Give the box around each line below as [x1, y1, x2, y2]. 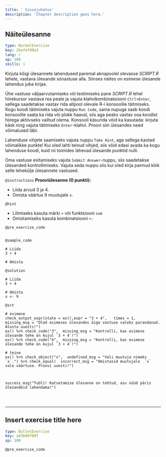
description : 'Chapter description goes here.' [5, 12, 105, 17]
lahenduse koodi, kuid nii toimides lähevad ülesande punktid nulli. [5, 147, 138, 153]
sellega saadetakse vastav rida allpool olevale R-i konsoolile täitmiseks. [5, 101, 150, 107]
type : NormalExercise [5, 43, 50, 48]
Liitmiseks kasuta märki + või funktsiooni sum [12, 210, 103, 216]
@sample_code [5, 238, 32, 243]
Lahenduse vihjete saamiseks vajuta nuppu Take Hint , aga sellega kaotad [5, 137, 155, 143]
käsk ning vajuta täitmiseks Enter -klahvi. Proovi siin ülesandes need [5, 122, 143, 128]
